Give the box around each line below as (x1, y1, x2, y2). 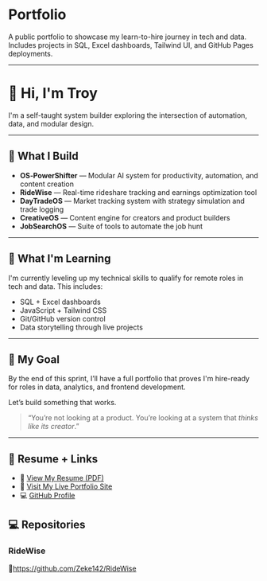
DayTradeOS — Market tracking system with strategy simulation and (19, 196, 245, 205)
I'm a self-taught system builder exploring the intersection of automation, (8, 110, 248, 120)
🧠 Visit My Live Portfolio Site (19, 482, 113, 491)
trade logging (19, 205, 64, 214)
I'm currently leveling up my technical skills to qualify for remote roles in (8, 273, 244, 283)
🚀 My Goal (8, 353, 60, 366)
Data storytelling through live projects (19, 322, 143, 332)
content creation (19, 179, 74, 189)
